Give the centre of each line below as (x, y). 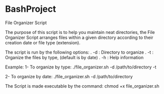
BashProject (31, 9)
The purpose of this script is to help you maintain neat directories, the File (80, 32)
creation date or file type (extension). (43, 42)
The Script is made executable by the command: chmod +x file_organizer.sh (82, 86)
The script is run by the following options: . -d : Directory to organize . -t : (79, 52)
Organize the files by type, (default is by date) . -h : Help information (74, 57)
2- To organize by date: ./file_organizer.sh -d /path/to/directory (69, 76)
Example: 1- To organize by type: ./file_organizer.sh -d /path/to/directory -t (81, 67)
